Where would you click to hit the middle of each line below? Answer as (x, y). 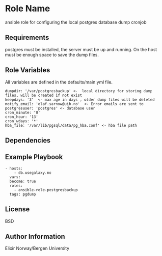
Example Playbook (34, 157)
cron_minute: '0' (23, 113)
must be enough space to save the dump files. (52, 55)
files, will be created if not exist (44, 95)
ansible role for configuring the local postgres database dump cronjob (76, 22)
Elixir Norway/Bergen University (37, 248)
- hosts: (14, 168)
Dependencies (28, 140)
